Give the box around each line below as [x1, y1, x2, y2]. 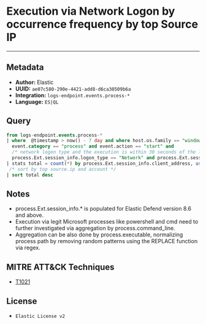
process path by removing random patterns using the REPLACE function [15, 238, 198, 245]
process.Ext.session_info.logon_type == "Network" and [12, 155, 155, 161]
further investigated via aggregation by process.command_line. [15, 225, 176, 232]
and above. [15, 211, 44, 219]
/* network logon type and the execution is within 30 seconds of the [12, 149, 196, 156]
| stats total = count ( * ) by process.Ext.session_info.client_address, [6, 160, 193, 167]
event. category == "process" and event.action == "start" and [12, 143, 174, 149]
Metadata [6, 62, 44, 73]
